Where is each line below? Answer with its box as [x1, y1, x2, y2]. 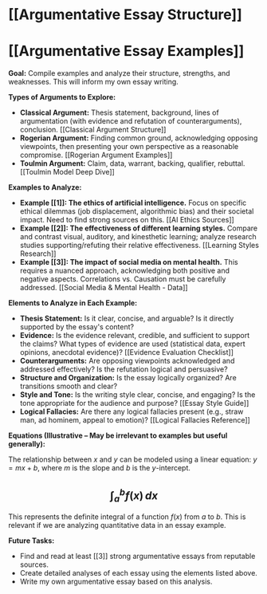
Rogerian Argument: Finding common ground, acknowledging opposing [19, 133, 258, 143]
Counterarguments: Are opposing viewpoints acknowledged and [19, 356, 235, 366]
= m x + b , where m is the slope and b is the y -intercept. [8, 463, 191, 473]
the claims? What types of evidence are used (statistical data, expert [19, 339, 245, 348]
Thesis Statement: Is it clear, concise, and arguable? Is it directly [19, 313, 234, 324]
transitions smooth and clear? [19, 381, 118, 391]
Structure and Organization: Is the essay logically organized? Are [19, 373, 237, 383]
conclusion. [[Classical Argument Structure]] [19, 125, 167, 135]
